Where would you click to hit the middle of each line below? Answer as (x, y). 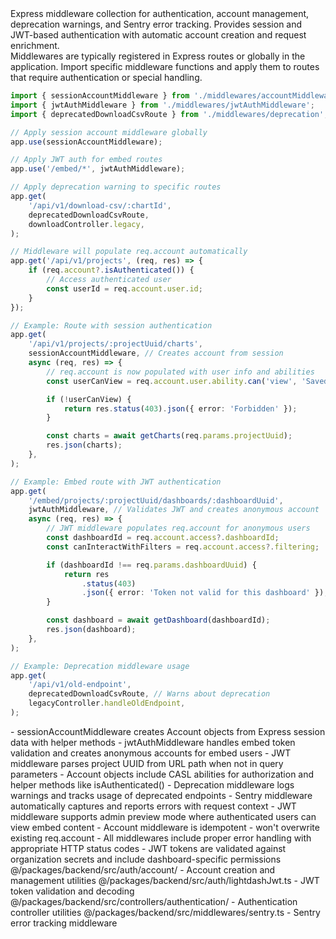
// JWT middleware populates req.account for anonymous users (178, 528)
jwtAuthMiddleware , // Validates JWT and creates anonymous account (174, 510)
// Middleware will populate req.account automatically (129, 252)
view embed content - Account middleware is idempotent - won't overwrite (165, 827)
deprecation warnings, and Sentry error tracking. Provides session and (156, 24)
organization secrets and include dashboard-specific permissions (146, 859)
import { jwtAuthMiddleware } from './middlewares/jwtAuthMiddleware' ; (162, 105)
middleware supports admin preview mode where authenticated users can (163, 816)
